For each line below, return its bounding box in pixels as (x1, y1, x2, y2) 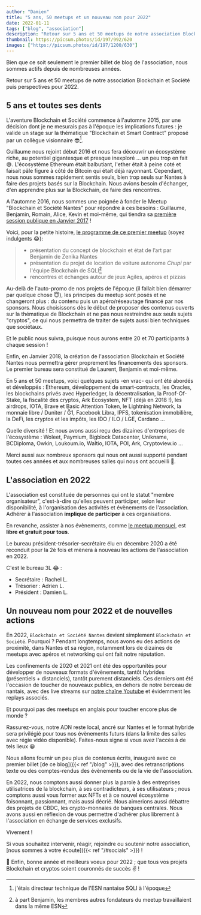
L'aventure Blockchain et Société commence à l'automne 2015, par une (6, 116, 181, 124)
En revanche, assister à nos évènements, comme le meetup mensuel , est (6, 521, 187, 529)
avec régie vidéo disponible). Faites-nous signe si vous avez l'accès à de (6, 736, 187, 743)
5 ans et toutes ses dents (6, 100, 102, 111)
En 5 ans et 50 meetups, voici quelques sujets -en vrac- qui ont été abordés (6, 377, 194, 384)
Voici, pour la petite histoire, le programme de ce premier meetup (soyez (6, 229, 185, 236)
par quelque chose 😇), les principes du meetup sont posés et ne (6, 292, 166, 298)
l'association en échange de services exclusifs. (6, 817, 123, 824)
